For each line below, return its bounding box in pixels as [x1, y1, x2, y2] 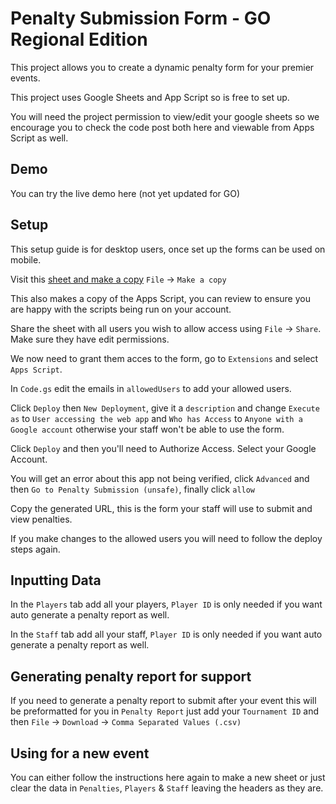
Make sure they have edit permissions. [10, 333, 170, 345]
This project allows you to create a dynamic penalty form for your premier [10, 61, 315, 73]
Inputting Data [10, 572, 102, 589]
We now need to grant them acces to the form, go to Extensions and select [10, 352, 319, 364]
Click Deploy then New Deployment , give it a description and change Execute [10, 402, 320, 414]
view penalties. [10, 513, 73, 525]
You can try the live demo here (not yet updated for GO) [10, 187, 241, 199]
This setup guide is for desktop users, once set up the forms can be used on [10, 243, 326, 255]
